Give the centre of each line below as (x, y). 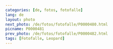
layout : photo (20, 19)
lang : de (15, 15)
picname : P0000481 (25, 29)
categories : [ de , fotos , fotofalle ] (44, 10)
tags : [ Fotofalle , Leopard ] (35, 39)
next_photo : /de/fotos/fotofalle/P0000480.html (57, 24)
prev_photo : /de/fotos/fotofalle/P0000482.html (57, 34)
